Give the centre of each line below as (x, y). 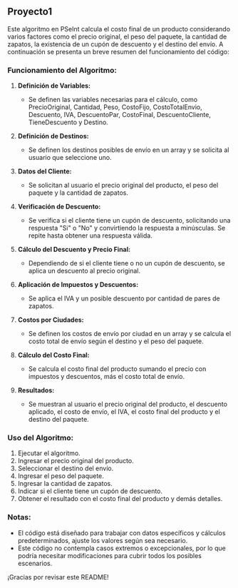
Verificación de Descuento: (59, 207)
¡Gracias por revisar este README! (58, 577)
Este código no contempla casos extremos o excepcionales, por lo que (121, 548)
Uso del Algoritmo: (41, 438)
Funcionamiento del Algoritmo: (62, 70)
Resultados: (36, 390)
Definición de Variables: (54, 86)
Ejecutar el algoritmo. (49, 453)
